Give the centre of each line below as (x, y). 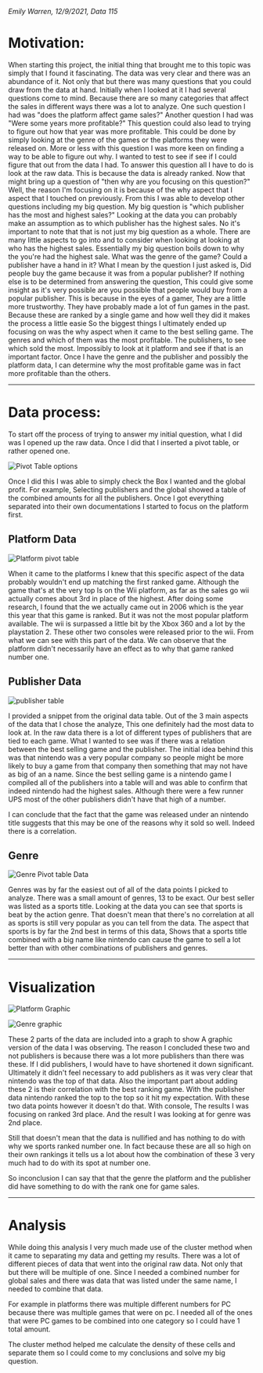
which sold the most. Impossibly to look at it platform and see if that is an (126, 348)
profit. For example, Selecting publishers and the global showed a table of (127, 489)
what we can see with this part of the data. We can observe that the (117, 640)
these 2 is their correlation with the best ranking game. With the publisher (126, 1090)
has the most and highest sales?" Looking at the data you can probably (122, 214)
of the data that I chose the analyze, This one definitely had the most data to (131, 724)
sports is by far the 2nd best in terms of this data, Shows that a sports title (128, 931)
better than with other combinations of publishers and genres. (108, 948)
